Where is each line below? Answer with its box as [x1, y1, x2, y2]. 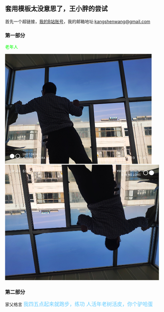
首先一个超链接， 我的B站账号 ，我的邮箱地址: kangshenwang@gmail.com [5, 19, 150, 24]
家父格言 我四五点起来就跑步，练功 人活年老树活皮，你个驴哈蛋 [5, 301, 153, 308]
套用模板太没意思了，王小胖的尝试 [5, 4, 108, 13]
